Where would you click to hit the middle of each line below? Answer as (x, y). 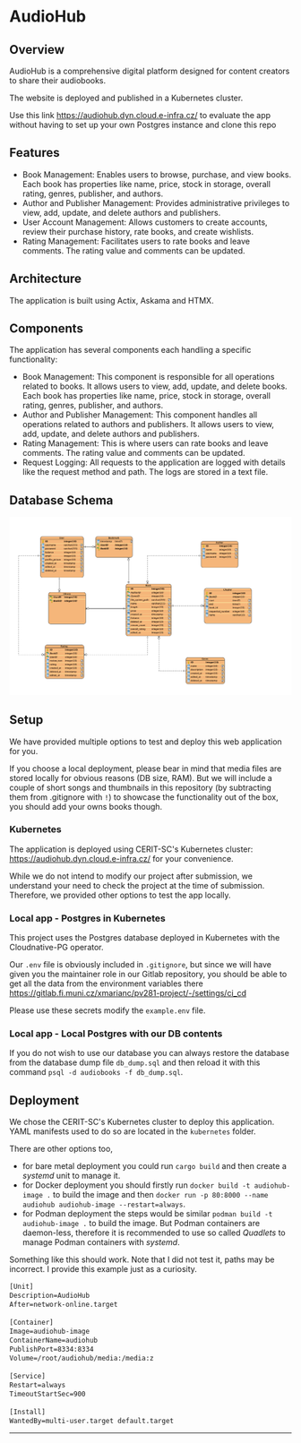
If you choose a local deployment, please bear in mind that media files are (146, 769)
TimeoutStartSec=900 (48, 1395)
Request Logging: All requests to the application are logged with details (154, 462)
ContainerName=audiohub (54, 1341)
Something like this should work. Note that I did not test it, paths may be (142, 1259)
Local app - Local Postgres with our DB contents (116, 1034)
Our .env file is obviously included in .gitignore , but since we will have (140, 965)
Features (34, 153)
